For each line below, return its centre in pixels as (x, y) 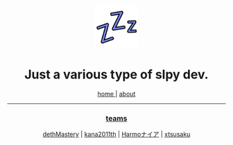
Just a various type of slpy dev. (116, 75)
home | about (116, 94)
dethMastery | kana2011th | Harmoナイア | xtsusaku (116, 135)
